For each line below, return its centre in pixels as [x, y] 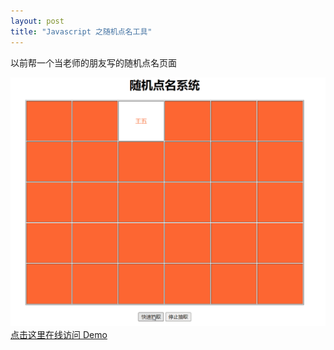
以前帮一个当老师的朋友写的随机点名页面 [93, 62]
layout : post [37, 21]
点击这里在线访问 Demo [59, 334]
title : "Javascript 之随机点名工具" [81, 31]
